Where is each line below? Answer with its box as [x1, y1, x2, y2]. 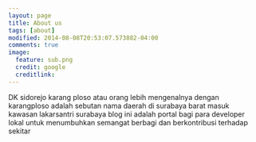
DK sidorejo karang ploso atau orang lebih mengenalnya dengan [8, 92, 219, 102]
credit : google [15, 63, 66, 71]
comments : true [8, 41, 59, 49]
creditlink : [15, 71, 56, 79]
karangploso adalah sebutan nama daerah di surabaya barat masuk [8, 101, 230, 110]
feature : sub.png [15, 56, 73, 64]
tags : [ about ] [8, 26, 56, 34]
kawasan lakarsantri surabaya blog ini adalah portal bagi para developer [8, 109, 246, 119]
